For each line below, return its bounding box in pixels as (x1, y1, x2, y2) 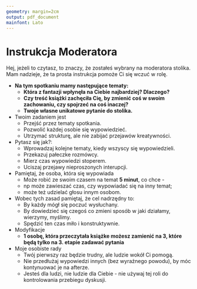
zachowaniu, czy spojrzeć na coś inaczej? (23, 101, 129, 108)
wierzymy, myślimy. (23, 214, 72, 221)
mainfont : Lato (6, 19, 44, 25)
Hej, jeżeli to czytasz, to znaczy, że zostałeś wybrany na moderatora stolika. (6, 64, 191, 71)
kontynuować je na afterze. (23, 264, 90, 271)
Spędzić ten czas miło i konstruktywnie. (23, 220, 120, 227)
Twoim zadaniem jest (14, 113, 66, 121)
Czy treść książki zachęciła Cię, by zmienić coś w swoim (23, 95, 165, 102)
